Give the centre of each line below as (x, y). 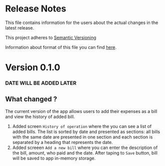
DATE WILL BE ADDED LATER (41, 83)
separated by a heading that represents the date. (63, 142)
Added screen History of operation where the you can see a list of (82, 126)
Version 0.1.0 (33, 67)
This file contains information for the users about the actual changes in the (82, 22)
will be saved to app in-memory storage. (54, 158)
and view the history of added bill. (40, 116)
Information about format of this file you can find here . (61, 47)
